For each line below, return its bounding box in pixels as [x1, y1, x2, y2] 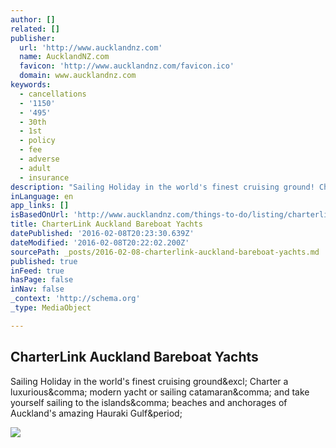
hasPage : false [10, 275, 74, 285]
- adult [19, 163, 52, 173]
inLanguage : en [10, 191, 74, 201]
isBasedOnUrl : [10, 210, 70, 220]
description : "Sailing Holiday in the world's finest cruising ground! [10, 182, 315, 192]
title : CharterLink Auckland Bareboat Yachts [10, 219, 203, 230]
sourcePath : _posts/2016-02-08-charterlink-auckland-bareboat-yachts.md [10, 247, 320, 257]
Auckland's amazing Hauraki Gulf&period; [10, 407, 183, 419]
